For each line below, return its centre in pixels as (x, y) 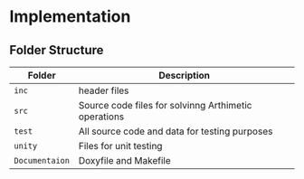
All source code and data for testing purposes (176, 131)
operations (101, 117)
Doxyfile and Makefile (124, 160)
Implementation (70, 17)
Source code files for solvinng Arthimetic (165, 105)
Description (184, 75)
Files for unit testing (120, 146)
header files (104, 90)
